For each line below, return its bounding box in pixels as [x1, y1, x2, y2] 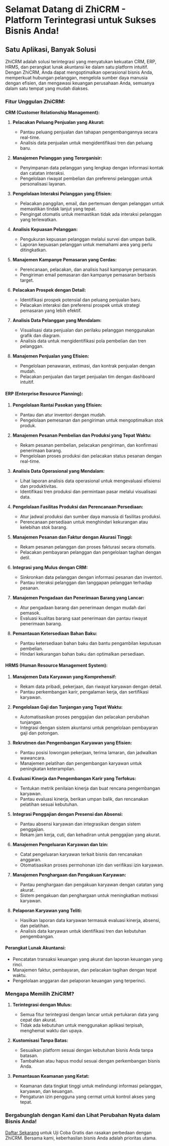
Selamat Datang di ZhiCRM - [5, 4, 126, 15]
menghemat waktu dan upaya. [20, 1028, 83, 1034]
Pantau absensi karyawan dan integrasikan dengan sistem [20, 820, 141, 827]
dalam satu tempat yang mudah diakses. [5, 85, 90, 91]
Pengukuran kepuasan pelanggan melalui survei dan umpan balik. [20, 236, 157, 242]
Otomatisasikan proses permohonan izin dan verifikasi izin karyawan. [20, 862, 164, 868]
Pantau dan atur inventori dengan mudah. [20, 411, 106, 418]
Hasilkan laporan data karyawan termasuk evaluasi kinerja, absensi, [20, 917, 161, 923]
